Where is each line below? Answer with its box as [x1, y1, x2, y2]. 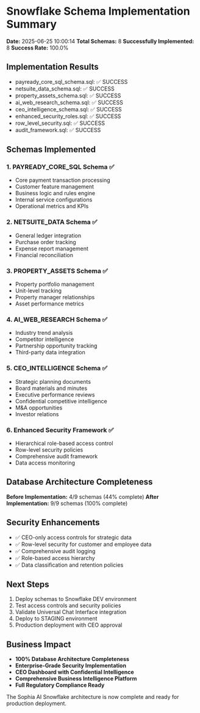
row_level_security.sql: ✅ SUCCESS [15, 119, 105, 127]
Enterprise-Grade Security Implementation [15, 662, 127, 670]
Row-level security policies [15, 446, 84, 454]
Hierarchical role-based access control [15, 439, 113, 447]
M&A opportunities [15, 404, 63, 411]
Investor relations [15, 410, 59, 417]
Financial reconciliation [15, 251, 73, 258]
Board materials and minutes [15, 384, 87, 392]
